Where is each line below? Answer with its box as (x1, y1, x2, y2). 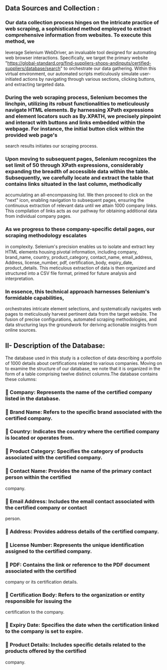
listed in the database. (5, 395, 60, 402)
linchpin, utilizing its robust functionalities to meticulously (5, 100, 150, 107)
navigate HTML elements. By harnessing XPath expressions (5, 106, 154, 113)
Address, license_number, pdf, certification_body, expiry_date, (5, 259, 133, 265)
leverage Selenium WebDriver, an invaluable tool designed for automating (5, 49, 156, 55)
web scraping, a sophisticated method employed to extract (5, 25, 151, 32)
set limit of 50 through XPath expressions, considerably (5, 162, 143, 169)
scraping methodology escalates (5, 232, 87, 239)
